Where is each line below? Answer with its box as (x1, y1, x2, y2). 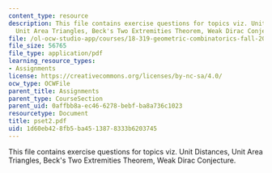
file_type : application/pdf (8, 49, 104, 57)
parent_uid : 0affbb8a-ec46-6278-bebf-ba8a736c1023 (8, 102, 183, 110)
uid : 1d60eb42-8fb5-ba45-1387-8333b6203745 (8, 124, 158, 133)
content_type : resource (8, 11, 89, 20)
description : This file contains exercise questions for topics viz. (8, 19, 249, 27)
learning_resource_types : (8, 57, 96, 65)
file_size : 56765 (8, 42, 67, 50)
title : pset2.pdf (8, 117, 67, 125)
